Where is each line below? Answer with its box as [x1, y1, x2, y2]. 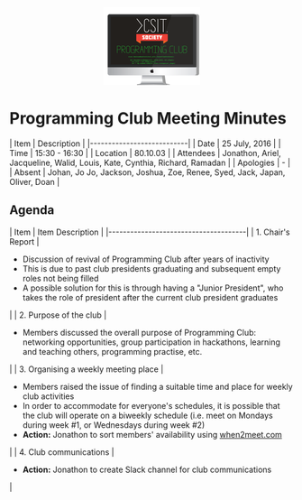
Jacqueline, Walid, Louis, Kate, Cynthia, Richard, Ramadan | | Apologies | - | [9, 157, 291, 168]
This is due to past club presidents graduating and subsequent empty [22, 263, 281, 273]
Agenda [9, 202, 55, 218]
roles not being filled [22, 273, 99, 283]
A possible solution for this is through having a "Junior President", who [22, 282, 284, 293]
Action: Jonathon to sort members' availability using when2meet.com [22, 429, 282, 440]
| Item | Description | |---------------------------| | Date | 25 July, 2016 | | [9, 138, 281, 149]
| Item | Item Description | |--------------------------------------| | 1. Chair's [9, 227, 290, 237]
